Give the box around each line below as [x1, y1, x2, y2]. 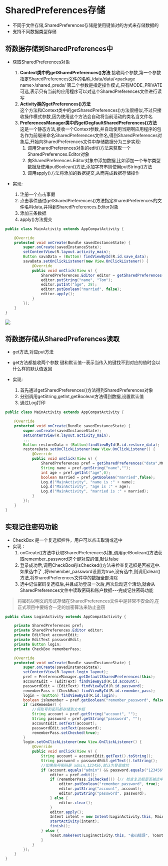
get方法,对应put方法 [12, 349, 54, 355]
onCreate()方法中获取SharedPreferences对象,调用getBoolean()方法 [19, 549, 158, 555]
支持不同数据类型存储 [12, 28, 56, 34]
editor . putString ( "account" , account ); [58, 786, 142, 791]
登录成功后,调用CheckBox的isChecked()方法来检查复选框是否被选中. [19, 562, 161, 568]
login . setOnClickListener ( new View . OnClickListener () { [23, 739, 142, 745]
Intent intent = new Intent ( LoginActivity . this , [49, 814, 153, 819]
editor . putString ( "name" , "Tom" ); [40, 277, 113, 283]
